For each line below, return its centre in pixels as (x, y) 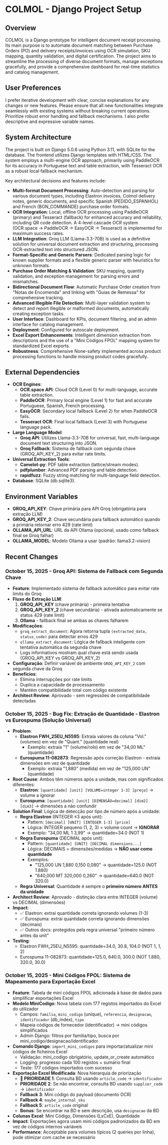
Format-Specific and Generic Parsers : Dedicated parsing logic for (81, 255)
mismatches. (26, 281)
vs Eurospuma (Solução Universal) (48, 720)
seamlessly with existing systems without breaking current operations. (78, 111)
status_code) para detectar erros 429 (59, 637)
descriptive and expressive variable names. (50, 121)
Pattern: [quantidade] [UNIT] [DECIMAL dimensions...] (85, 844)
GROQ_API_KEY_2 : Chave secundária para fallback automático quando (86, 520)
